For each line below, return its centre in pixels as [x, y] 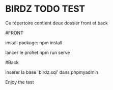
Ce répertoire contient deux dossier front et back [57, 23]
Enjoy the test [20, 82]
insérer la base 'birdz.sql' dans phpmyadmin [52, 72]
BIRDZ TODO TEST [45, 9]
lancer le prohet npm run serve [38, 52]
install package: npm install [34, 42]
